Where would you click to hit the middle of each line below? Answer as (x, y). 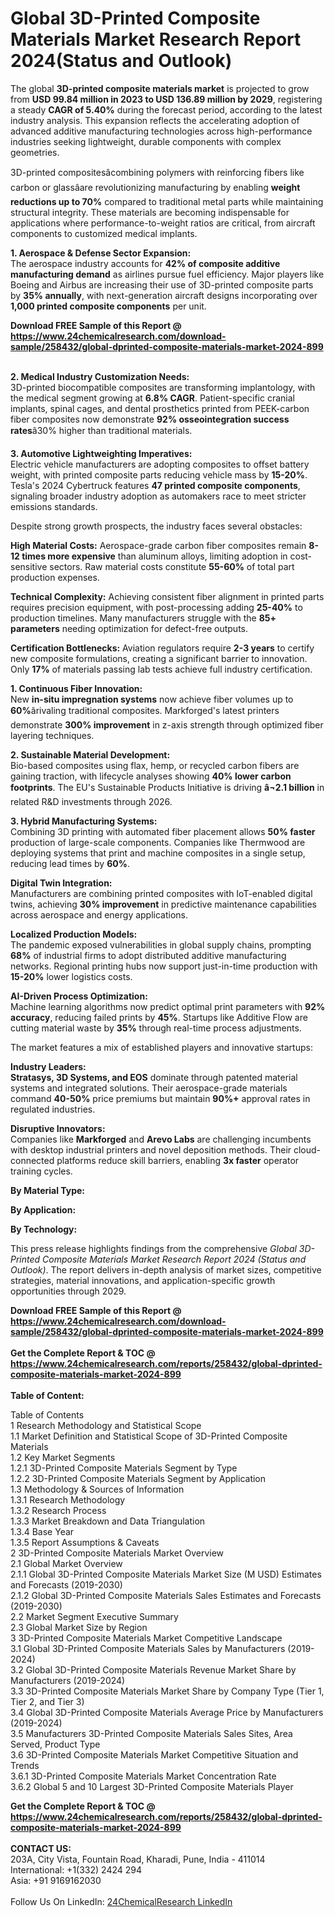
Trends (25, 1765)
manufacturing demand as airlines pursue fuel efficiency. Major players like (167, 274)
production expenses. (55, 577)
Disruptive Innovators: (58, 1128)
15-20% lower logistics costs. (71, 976)
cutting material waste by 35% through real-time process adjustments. (156, 1028)
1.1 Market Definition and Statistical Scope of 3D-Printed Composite (149, 1436)
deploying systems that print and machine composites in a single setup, (158, 853)
